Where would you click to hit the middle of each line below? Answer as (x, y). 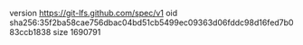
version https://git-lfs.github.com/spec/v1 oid (94, 13)
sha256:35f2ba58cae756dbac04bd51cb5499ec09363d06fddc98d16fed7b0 (151, 22)
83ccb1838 (30, 32)
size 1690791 (77, 32)
